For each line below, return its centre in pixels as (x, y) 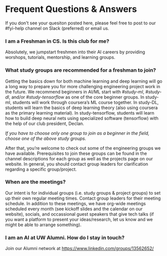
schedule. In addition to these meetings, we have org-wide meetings (76, 203)
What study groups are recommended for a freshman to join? (81, 70)
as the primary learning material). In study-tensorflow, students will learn (80, 113)
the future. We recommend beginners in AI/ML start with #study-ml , (75, 92)
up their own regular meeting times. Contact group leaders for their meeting (83, 198)
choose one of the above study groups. (46, 138)
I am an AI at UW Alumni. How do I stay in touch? (65, 238)
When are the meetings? (35, 182)
